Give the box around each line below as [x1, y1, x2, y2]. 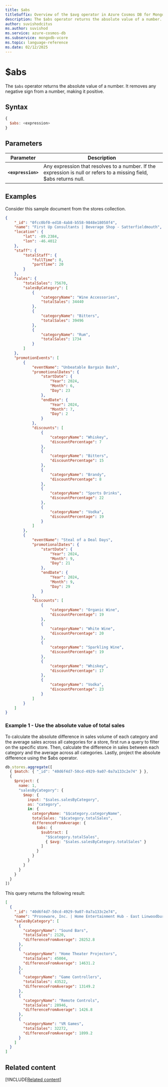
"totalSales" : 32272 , [23, 1026, 68, 1031]
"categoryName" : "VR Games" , [23, 1021, 84, 1027]
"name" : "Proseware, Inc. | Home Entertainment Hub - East [14, 914, 140, 919]
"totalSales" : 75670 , [23, 281, 68, 286]
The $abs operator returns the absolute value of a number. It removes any [5, 83, 156, 89]
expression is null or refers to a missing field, [43, 169, 148, 176]
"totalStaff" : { [23, 253, 57, 258]
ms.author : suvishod [5, 26, 48, 31]
